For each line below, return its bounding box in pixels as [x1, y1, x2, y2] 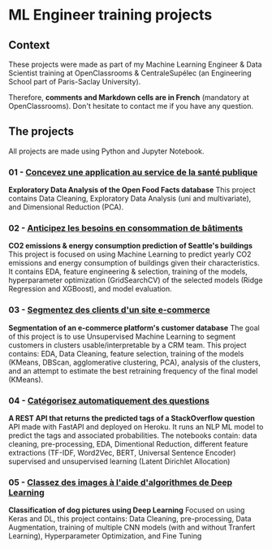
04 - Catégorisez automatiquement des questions [8, 395, 209, 406]
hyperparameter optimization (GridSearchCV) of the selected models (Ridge [8, 275, 263, 285]
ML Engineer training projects [8, 6, 213, 24]
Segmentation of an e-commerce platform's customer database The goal [8, 322, 260, 332]
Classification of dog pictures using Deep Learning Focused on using [8, 505, 245, 515]
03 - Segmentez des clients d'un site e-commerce [8, 305, 211, 316]
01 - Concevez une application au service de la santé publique [8, 166, 258, 178]
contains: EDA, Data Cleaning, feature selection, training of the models [8, 348, 244, 358]
